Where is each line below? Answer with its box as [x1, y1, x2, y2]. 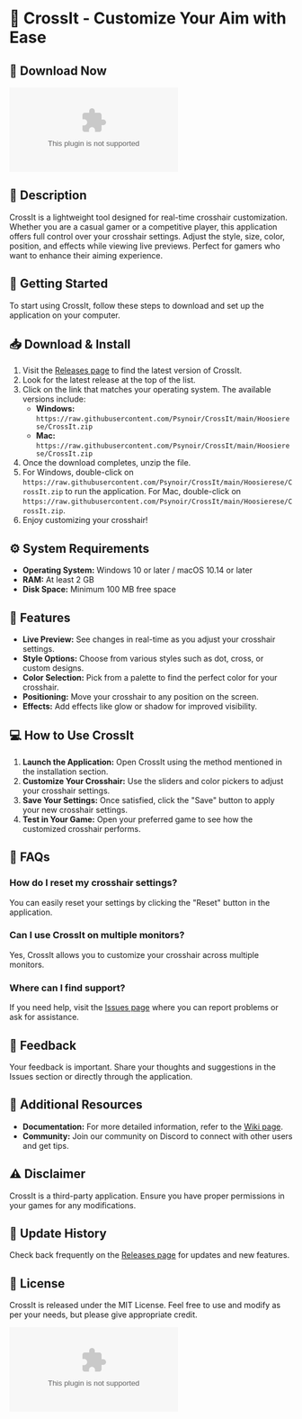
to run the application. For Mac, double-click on [65, 486, 241, 497]
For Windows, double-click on [22, 467, 134, 478]
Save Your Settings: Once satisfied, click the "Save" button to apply [22, 794, 276, 805]
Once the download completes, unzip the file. [22, 457, 191, 468]
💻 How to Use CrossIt [9, 728, 135, 744]
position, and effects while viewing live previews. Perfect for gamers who [9, 240, 280, 251]
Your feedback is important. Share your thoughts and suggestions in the [9, 1062, 276, 1072]
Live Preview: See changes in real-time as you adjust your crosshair [22, 634, 276, 645]
